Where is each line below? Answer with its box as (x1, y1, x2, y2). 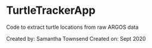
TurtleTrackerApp (6, 4, 96, 17)
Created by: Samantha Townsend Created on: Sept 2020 (6, 35, 146, 42)
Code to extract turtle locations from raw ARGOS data (6, 23, 139, 31)
